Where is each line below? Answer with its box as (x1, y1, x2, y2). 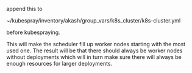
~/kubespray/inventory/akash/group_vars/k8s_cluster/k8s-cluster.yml (6, 17, 181, 24)
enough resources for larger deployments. (6, 60, 113, 67)
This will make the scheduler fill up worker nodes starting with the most (6, 41, 186, 47)
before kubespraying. (6, 29, 60, 36)
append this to (6, 5, 43, 12)
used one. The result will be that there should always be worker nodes (6, 47, 183, 54)
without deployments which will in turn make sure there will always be (6, 54, 182, 60)
